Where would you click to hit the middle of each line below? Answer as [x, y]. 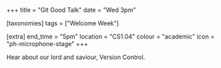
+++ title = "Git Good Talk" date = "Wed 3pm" [71, 10]
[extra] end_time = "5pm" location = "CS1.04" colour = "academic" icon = [110, 36]
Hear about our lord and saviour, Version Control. [76, 57]
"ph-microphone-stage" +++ [47, 44]
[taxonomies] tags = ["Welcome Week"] [63, 23]
